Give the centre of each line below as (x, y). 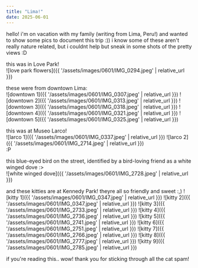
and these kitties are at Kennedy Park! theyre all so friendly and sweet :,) (94, 191)
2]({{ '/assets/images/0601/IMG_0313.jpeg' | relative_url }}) (106, 100)
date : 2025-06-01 (27, 17)
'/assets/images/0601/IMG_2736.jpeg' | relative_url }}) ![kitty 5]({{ (86, 216)
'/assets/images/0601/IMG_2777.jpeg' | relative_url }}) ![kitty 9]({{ (85, 241)
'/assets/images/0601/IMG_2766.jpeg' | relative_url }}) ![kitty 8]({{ (86, 235)
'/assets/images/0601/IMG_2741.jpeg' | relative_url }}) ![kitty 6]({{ (85, 222)
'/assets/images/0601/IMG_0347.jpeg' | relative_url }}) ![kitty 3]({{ (85, 203)
